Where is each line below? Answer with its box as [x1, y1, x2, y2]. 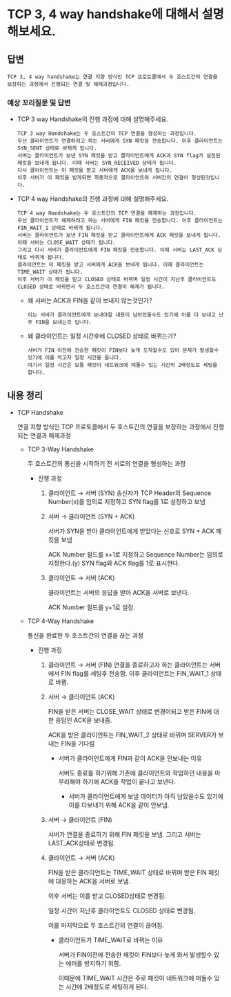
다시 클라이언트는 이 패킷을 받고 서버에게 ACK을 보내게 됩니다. [17, 167, 173, 174]
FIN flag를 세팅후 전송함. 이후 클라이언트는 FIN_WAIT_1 [61, 670, 209, 678]
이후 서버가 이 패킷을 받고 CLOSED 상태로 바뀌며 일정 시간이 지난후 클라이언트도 [17, 276, 217, 283]
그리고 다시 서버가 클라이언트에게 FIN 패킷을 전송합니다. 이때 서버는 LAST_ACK [17, 246, 215, 253]
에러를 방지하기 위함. [65, 960, 121, 968]
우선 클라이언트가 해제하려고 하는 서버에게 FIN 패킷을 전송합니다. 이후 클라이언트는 [17, 217, 223, 224]
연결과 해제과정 [30, 431, 71, 440]
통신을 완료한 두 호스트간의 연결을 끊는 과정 [27, 631, 143, 640]
